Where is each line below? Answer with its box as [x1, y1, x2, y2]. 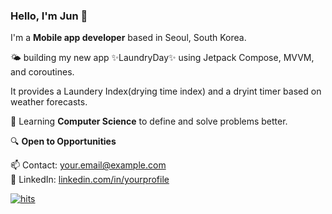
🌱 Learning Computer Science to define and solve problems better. [10, 115, 288, 128]
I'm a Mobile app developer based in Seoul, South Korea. [10, 32, 247, 44]
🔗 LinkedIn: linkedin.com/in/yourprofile [10, 174, 170, 186]
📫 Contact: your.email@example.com [10, 159, 167, 171]
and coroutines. [10, 66, 75, 78]
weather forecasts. [10, 96, 88, 108]
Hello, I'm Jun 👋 [10, 9, 88, 23]
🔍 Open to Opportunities [10, 135, 117, 148]
